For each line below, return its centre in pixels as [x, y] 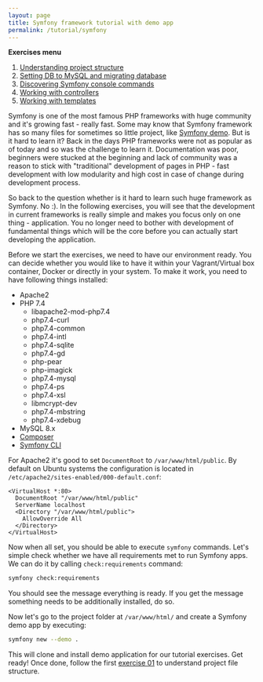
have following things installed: [58, 280]
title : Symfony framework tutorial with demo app [91, 23]
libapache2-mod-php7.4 [71, 312]
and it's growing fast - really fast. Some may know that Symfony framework [130, 124]
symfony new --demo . [44, 640]
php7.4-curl [50, 320]
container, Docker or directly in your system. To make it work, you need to [128, 272]
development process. [44, 183]
